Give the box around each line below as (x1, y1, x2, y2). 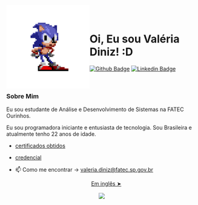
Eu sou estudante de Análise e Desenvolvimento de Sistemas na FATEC (6, 106, 184, 113)
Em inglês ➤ (91, 180, 122, 187)
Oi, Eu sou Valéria (90, 32, 180, 46)
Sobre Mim (6, 92, 39, 100)
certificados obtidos (15, 142, 65, 150)
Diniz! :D (90, 45, 133, 59)
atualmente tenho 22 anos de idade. (6, 130, 96, 138)
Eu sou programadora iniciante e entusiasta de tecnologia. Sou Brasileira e (6, 124, 192, 132)
